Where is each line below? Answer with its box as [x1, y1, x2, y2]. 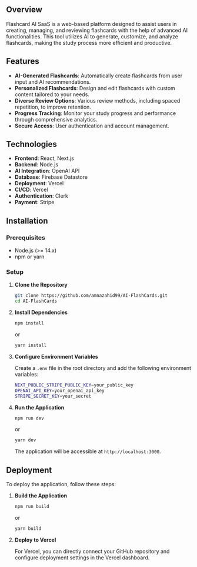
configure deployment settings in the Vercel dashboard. [14, 554, 150, 561]
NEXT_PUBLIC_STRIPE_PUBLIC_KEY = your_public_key [14, 382, 133, 388]
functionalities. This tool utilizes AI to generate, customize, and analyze [6, 32, 178, 40]
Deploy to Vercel [14, 536, 56, 543]
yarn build [14, 525, 42, 532]
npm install [14, 320, 44, 326]
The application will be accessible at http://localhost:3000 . [14, 448, 161, 455]
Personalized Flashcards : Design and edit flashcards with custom [14, 84, 175, 91]
